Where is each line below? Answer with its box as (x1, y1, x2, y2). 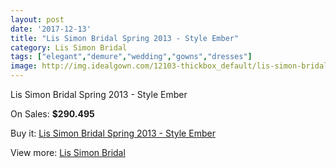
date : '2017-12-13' (10, 24, 92, 34)
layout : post (10, 14, 65, 25)
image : (10, 61, 38, 71)
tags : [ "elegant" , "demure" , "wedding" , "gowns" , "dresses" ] (10, 52, 253, 62)
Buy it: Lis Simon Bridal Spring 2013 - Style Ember (10, 127, 216, 139)
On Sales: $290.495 (10, 108, 95, 120)
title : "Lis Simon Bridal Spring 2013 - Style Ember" (10, 33, 240, 43)
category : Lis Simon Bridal (10, 42, 128, 53)
